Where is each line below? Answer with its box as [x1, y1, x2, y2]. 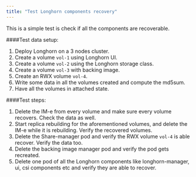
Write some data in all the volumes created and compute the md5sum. [14, 79, 186, 86]
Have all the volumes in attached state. [14, 85, 109, 92]
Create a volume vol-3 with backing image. [14, 66, 120, 74]
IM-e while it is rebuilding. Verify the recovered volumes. [14, 126, 152, 133]
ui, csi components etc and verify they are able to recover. [14, 164, 156, 171]
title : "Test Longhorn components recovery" [6, 8, 117, 15]
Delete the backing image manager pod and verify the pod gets [14, 145, 169, 152]
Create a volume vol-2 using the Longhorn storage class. [14, 60, 154, 67]
